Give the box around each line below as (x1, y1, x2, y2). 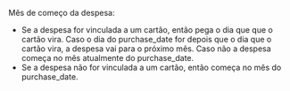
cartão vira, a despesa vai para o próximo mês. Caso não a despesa (21, 43, 271, 54)
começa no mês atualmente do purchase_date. (21, 53, 195, 63)
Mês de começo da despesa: (8, 8, 115, 18)
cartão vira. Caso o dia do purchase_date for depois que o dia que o (21, 34, 272, 44)
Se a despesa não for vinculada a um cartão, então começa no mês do (21, 62, 282, 72)
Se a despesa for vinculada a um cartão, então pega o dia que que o (21, 25, 273, 34)
